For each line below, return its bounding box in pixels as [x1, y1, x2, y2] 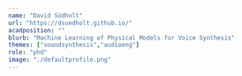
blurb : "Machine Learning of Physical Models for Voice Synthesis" [8, 33, 236, 42]
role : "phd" [8, 48, 47, 56]
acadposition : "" [8, 26, 66, 34]
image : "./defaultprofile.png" [8, 56, 112, 64]
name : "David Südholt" [8, 11, 83, 20]
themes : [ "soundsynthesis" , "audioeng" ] [8, 41, 140, 49]
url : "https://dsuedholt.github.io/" [8, 19, 133, 27]
